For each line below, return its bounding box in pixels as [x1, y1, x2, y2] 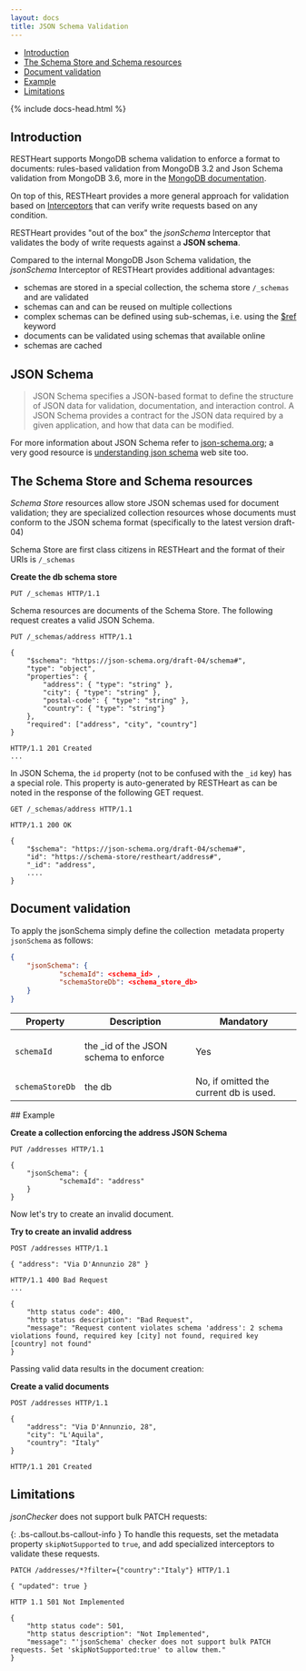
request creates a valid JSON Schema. [10, 614, 155, 625]
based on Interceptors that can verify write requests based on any [10, 200, 258, 211]
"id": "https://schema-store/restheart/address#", [26, 852, 222, 861]
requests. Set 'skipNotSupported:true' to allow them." [10, 1645, 226, 1655]
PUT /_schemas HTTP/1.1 [10, 589, 101, 598]
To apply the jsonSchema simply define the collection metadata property [10, 925, 285, 936]
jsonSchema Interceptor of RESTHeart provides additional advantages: [10, 265, 275, 276]
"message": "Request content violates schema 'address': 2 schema [26, 1323, 283, 1332]
